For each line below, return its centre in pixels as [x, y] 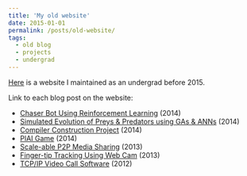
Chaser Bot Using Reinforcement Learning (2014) [100, 113]
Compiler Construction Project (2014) [81, 130]
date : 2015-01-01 [37, 23]
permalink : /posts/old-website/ [62, 30]
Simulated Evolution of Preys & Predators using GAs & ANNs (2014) [129, 121]
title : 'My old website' [49, 15]
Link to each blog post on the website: [71, 98]
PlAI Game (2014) [48, 138]
